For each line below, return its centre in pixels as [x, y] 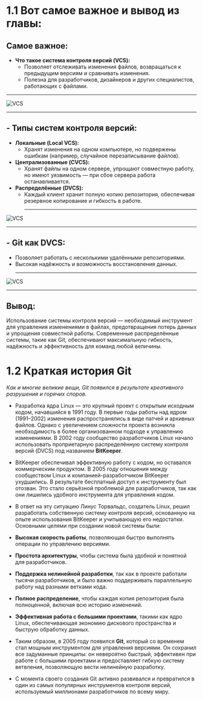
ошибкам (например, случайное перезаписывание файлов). [102, 156]
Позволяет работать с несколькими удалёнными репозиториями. [100, 257]
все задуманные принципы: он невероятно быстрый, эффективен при [105, 654]
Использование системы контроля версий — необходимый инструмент [100, 321]
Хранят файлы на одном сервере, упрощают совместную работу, [109, 168]
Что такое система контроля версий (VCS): [72, 60]
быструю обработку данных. [52, 630]
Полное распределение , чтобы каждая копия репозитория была [99, 599]
